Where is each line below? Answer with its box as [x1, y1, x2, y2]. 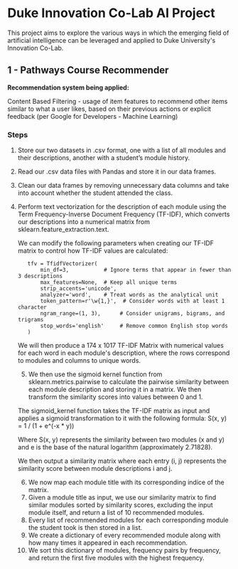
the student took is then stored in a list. [28, 523, 143, 532]
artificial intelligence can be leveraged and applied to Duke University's [7, 36, 216, 44]
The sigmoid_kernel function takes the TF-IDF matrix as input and [17, 407, 210, 415]
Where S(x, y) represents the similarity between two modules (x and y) [17, 435, 225, 444]
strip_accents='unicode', [40, 285, 117, 292]
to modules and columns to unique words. [17, 356, 141, 365]
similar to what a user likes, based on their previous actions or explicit [7, 105, 212, 113]
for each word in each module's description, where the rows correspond [17, 349, 230, 357]
